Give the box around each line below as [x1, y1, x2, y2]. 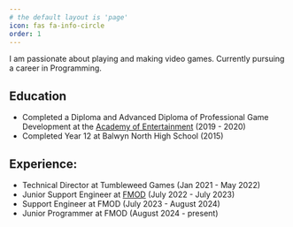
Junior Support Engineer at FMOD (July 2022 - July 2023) [21, 189, 235, 200]
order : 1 [9, 29, 42, 38]
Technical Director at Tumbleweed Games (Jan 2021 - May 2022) [21, 180, 261, 190]
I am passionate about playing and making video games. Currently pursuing [9, 54, 285, 64]
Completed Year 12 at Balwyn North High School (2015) [21, 131, 224, 141]
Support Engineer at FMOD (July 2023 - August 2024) [21, 199, 221, 208]
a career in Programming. [9, 63, 102, 73]
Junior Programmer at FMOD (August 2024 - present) [21, 208, 219, 218]
